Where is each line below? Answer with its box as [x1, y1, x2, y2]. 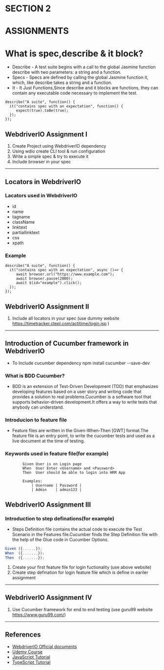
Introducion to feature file [5, 416, 67, 423]
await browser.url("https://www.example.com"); [16, 272, 115, 277]
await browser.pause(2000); [16, 276, 73, 281]
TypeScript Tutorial [12, 659, 51, 665]
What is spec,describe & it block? [5, 48, 143, 59]
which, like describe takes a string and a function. [12, 79, 112, 86]
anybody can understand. [12, 404, 64, 410]
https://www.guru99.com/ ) [12, 612, 66, 618]
